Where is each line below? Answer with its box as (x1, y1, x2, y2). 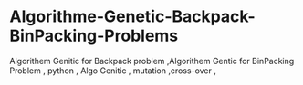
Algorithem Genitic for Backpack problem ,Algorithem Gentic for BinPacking (9, 55, 295, 66)
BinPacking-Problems (9, 25, 179, 46)
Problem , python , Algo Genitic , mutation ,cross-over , (9, 65, 217, 76)
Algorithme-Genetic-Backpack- (9, 6, 256, 27)
